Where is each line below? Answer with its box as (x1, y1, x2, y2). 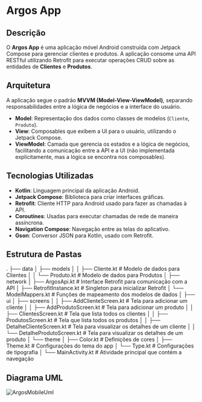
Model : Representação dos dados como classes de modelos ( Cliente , (14, 114, 190, 122)
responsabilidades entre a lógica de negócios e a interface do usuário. (6, 103, 181, 110)
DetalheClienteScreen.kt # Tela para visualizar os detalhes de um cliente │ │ (6, 323, 196, 330)
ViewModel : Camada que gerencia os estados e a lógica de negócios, (14, 140, 190, 148)
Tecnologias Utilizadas (6, 170, 94, 181)
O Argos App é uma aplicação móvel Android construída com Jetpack (6, 44, 181, 51)
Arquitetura (6, 80, 51, 91)
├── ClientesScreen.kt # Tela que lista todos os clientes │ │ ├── (6, 310, 168, 317)
